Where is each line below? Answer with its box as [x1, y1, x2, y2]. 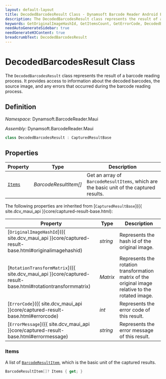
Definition [5, 103, 36, 111]
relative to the [119, 286, 152, 293]
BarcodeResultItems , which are [86, 178, 158, 185]
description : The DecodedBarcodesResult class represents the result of [5, 16, 158, 21]
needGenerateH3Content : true [5, 30, 65, 35]
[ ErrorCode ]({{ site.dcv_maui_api [7, 300, 83, 307]
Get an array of [86, 172, 122, 179]
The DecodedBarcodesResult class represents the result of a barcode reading [5, 72, 160, 78]
